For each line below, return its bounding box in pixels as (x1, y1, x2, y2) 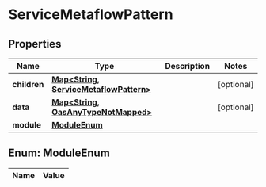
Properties (8, 37, 62, 51)
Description (165, 61, 211, 71)
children (12, 79, 44, 90)
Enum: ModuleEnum (8, 147, 111, 160)
